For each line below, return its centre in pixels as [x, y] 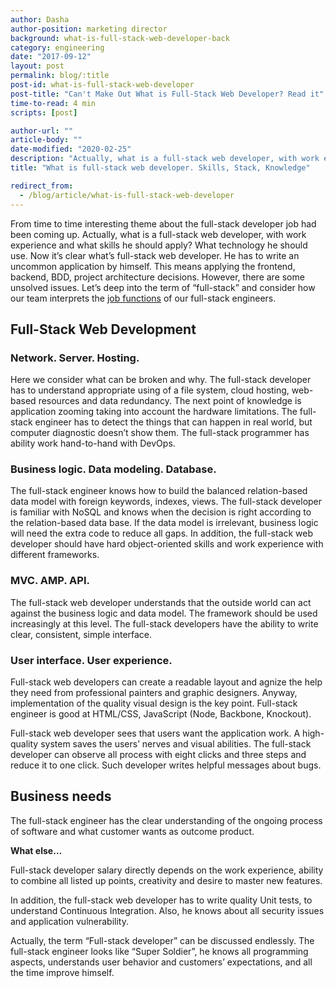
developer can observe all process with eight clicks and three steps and [158, 755]
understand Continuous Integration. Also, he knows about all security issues [167, 910]
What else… [36, 850]
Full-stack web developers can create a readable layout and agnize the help [166, 682]
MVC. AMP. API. [50, 581]
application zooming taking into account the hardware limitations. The [154, 412]
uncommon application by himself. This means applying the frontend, [153, 266]
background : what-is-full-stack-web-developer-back [120, 38]
